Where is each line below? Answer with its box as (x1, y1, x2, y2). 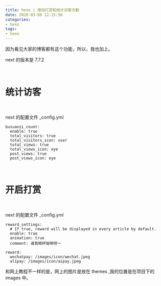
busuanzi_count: (5, 124, 40, 129)
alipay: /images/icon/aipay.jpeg (10, 258, 81, 264)
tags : (5, 27, 17, 32)
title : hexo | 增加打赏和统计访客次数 (5, 7, 80, 13)
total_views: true (10, 142, 50, 147)
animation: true (10, 235, 44, 241)
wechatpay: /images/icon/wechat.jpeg (10, 254, 90, 259)
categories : (5, 17, 31, 22)
